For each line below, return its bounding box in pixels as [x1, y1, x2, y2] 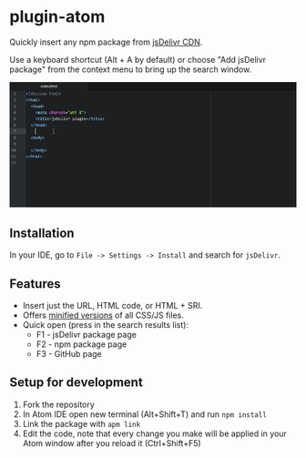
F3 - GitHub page [36, 348, 102, 359]
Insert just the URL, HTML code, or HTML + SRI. [22, 300, 203, 310]
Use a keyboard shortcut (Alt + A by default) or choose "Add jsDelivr [9, 54, 267, 65]
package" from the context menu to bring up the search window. [9, 64, 252, 75]
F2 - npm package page [36, 339, 127, 350]
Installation [9, 225, 75, 240]
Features [9, 276, 61, 291]
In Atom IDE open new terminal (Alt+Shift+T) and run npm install [22, 408, 267, 420]
